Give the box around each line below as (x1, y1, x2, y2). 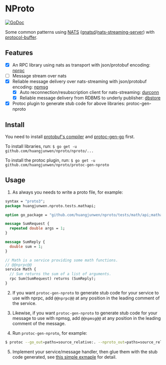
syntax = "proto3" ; (5, 199, 45, 204)
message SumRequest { (5, 221, 50, 226)
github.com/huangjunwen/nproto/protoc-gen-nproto (5, 162, 110, 167)
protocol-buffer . (5, 34, 38, 40)
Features (5, 49, 33, 57)
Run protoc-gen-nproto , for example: (12, 330, 87, 336)
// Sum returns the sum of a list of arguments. (9, 272, 112, 277)
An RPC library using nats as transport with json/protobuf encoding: (12, 62, 151, 68)
